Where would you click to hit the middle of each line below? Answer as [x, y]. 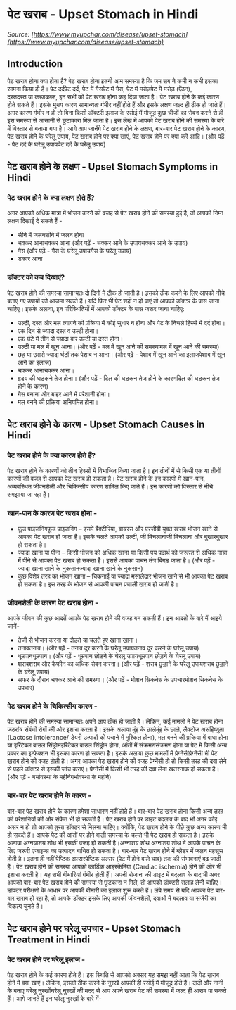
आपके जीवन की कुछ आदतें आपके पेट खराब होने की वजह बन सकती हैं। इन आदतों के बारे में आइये [115, 618]
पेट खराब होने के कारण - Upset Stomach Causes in [106, 425]
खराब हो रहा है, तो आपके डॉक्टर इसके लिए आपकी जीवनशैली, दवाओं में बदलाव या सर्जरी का [116, 898]
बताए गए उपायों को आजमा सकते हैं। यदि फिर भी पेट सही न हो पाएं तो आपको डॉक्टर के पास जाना [113, 301]
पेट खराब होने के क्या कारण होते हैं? [52, 455]
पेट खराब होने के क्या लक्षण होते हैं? [51, 198]
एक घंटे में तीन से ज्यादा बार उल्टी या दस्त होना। [70, 339]
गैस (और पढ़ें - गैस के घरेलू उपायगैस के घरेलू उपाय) [74, 251]
